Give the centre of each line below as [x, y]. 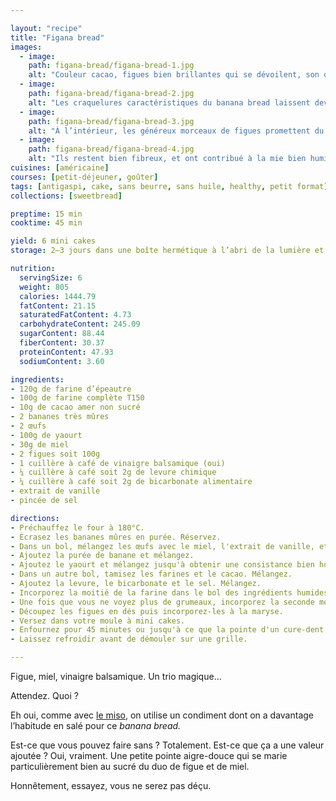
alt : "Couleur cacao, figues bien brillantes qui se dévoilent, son [174, 75]
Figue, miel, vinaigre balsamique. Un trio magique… [116, 676]
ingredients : [37, 379]
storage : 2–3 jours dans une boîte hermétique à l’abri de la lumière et [167, 251]
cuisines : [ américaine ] [60, 168]
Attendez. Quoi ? [44, 695]
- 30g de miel [40, 444]
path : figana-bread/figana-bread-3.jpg [111, 121]
